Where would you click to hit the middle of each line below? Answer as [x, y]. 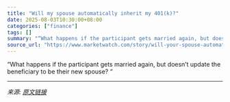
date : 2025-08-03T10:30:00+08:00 [55, 20]
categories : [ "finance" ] [42, 26]
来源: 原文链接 [27, 92]
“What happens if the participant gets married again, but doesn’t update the [114, 64]
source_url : [24, 45]
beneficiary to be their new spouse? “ [60, 71]
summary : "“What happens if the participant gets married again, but [108, 39]
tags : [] [20, 32]
